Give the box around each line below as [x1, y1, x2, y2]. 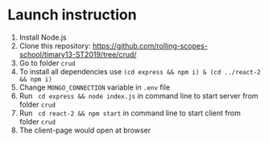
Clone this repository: [19, 40, 91, 50]
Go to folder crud [19, 58, 76, 68]
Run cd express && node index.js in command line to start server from [19, 90, 259, 100]
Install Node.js [19, 32, 67, 42]
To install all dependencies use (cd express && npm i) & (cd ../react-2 [19, 66, 261, 76]
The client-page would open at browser [19, 125, 151, 135]
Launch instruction [7, 6, 138, 24]
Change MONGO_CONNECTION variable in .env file [19, 82, 171, 92]
